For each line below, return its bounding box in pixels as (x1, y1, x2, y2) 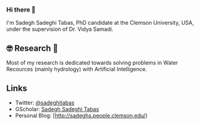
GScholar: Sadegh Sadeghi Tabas (15, 105, 99, 112)
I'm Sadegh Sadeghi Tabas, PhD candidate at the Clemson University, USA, (6, 19, 195, 27)
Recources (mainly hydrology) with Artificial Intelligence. (6, 66, 147, 73)
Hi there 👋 (6, 5, 36, 14)
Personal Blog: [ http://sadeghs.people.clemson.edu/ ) (15, 112, 148, 119)
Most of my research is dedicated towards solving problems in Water (6, 59, 179, 66)
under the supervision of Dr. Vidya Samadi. (6, 25, 114, 33)
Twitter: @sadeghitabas (15, 99, 75, 106)
